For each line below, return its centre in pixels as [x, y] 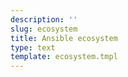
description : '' [44, 19]
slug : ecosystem [44, 29]
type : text [33, 47]
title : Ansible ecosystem [64, 38]
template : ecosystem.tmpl [64, 57]
